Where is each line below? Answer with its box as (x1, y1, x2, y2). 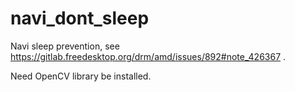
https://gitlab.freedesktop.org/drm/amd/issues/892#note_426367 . (10, 50, 287, 62)
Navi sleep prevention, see (10, 40, 120, 52)
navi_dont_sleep (10, 7, 150, 30)
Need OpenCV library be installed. (10, 70, 152, 82)
